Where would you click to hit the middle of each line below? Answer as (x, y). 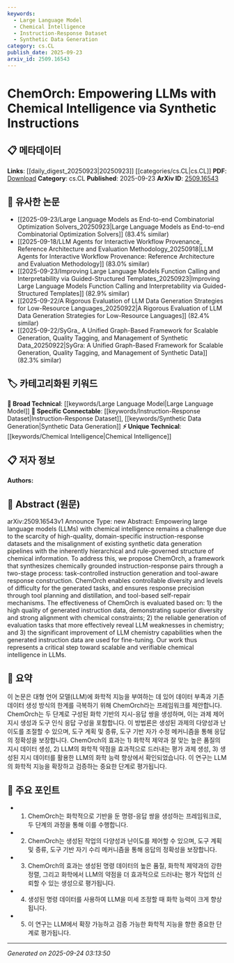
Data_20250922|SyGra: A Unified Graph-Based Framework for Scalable (120, 345)
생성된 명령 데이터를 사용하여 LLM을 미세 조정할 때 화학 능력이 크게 (118, 899)
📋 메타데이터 (34, 151)
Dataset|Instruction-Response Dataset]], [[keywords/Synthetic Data (104, 418)
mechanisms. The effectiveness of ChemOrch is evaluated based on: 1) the (115, 603)
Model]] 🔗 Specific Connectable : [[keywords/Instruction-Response (104, 411)
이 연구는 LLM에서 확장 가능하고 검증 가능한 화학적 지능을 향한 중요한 (121, 924)
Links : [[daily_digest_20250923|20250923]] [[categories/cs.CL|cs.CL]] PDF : (117, 171)
